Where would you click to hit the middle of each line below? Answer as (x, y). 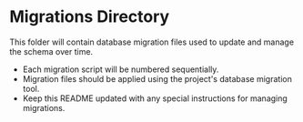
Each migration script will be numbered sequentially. (121, 69)
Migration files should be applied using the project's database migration (157, 78)
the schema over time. (51, 51)
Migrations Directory (90, 17)
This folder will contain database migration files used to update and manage (151, 42)
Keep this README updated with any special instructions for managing (155, 98)
